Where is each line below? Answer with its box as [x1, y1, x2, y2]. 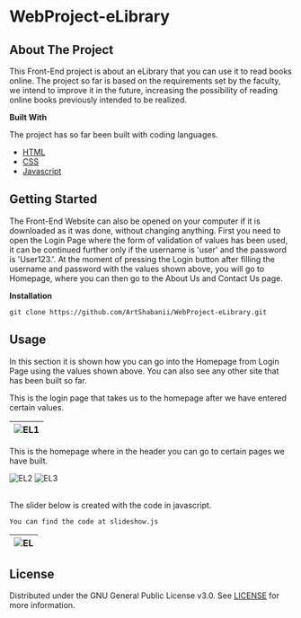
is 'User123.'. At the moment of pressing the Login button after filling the [9, 253, 276, 264]
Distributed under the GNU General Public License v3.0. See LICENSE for [9, 590, 280, 601]
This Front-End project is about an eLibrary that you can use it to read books [9, 66, 292, 76]
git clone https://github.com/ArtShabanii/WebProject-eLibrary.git [9, 307, 268, 316]
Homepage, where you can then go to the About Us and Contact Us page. [9, 272, 283, 284]
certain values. [9, 402, 65, 412]
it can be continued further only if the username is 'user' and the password [9, 244, 288, 255]
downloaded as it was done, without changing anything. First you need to [9, 225, 281, 235]
